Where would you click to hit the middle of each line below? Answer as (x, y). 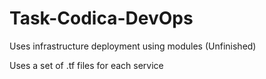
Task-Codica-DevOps (101, 18)
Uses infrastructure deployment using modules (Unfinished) (133, 46)
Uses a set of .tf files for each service (86, 65)
